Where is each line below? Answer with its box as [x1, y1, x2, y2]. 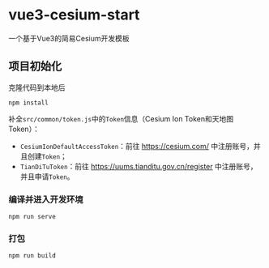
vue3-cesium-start [8, 6, 140, 24]
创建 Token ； [27, 151, 67, 161]
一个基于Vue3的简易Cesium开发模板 [8, 33, 130, 43]
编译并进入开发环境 [8, 194, 83, 205]
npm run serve [8, 213, 57, 221]
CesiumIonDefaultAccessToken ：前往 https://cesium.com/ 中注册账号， [19, 141, 254, 151]
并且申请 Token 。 [19, 172, 75, 181]
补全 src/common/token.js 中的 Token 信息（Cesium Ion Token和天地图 [8, 113, 233, 123]
